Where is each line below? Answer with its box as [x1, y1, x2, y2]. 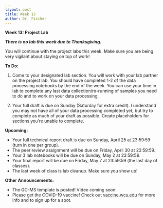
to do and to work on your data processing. [12, 93, 99, 99]
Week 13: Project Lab [5, 30, 49, 36]
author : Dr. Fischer [5, 16, 47, 21]
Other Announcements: [5, 177, 54, 183]
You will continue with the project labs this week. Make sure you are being [5, 48, 154, 54]
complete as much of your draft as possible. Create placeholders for [12, 113, 149, 119]
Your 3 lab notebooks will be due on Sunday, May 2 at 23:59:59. [12, 152, 141, 158]
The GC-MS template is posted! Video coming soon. [12, 187, 117, 193]
